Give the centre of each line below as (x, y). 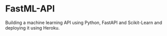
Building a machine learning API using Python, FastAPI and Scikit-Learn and (84, 22)
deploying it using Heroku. (32, 27)
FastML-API (30, 9)
